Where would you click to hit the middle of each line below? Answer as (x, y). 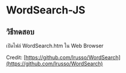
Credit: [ (16, 57)
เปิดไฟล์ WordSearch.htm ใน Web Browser (55, 46)
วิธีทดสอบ (20, 32)
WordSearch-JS (46, 10)
